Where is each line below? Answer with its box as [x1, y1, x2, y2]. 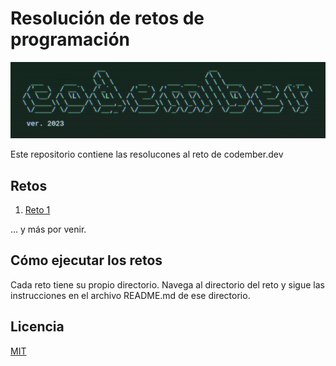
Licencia [10, 318, 65, 336]
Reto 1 [24, 203, 51, 216]
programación [10, 28, 130, 51]
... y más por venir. [10, 223, 87, 235]
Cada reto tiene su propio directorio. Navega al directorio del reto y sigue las [10, 278, 325, 291]
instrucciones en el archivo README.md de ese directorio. [10, 289, 251, 301]
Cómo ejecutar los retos [10, 252, 163, 269]
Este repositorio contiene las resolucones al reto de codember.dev [10, 148, 284, 161]
